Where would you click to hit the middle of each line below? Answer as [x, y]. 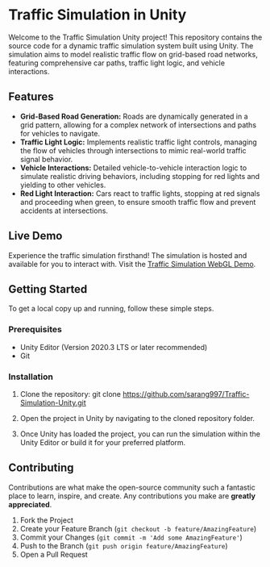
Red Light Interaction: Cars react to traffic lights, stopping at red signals [140, 193]
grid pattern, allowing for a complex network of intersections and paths [138, 125]
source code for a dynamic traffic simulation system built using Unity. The [131, 45]
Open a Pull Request [54, 554]
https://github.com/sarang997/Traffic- [186, 394]
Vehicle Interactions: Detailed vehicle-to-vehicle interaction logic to [133, 168]
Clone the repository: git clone [70, 394]
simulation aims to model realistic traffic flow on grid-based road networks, [133, 54]
